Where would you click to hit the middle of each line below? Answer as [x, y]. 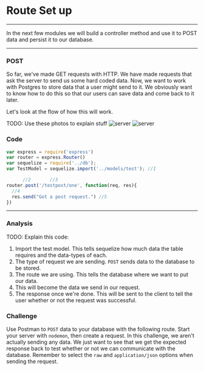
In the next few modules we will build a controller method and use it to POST [102, 33]
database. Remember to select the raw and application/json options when [100, 355]
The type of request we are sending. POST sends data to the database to [105, 261]
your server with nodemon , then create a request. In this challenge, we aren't [100, 335]
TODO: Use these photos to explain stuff [57, 124]
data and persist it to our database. [50, 39]
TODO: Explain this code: [38, 237]
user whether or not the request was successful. [76, 300]
